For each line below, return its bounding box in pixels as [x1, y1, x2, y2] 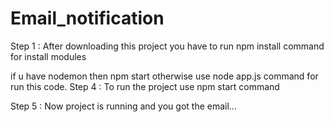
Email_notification [10, 7, 165, 30]
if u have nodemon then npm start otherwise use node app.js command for [10, 70, 319, 82]
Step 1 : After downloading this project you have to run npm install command [10, 40, 325, 52]
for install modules [10, 50, 87, 62]
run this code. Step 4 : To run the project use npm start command [10, 80, 280, 92]
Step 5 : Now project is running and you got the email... [10, 100, 237, 112]
